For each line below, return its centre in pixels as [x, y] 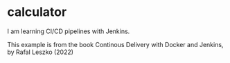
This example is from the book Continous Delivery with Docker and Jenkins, [115, 44]
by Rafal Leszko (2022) [41, 52]
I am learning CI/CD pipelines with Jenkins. [69, 31]
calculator [37, 12]
